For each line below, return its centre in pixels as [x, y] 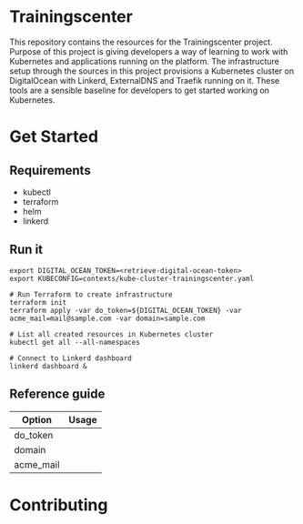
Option [37, 419]
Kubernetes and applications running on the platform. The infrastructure [144, 61]
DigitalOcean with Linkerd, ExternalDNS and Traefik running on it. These [145, 80]
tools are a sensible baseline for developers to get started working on [140, 90]
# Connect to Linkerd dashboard [71, 358]
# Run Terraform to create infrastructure [91, 294]
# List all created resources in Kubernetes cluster [111, 334]
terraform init [38, 302]
